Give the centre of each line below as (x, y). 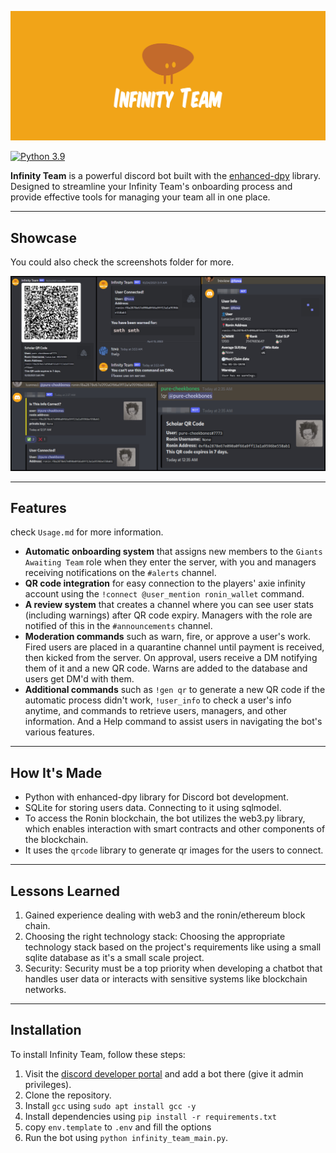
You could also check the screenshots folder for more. (122, 262)
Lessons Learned (65, 891)
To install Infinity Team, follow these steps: (98, 1054)
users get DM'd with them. (79, 679)
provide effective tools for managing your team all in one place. (140, 197)
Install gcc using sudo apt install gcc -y (110, 1105)
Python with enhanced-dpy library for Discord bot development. (156, 797)
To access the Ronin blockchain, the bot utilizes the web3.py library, (165, 818)
